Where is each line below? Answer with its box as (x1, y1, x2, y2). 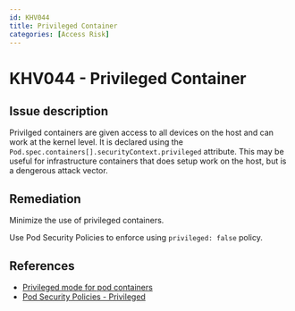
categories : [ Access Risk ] (9, 29, 110, 38)
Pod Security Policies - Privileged (21, 291, 146, 302)
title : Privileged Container (9, 21, 118, 30)
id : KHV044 (9, 13, 50, 22)
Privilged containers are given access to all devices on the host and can (9, 127, 274, 139)
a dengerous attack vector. (9, 165, 109, 176)
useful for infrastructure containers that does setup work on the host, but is (9, 155, 287, 166)
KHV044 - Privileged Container (9, 68, 247, 88)
